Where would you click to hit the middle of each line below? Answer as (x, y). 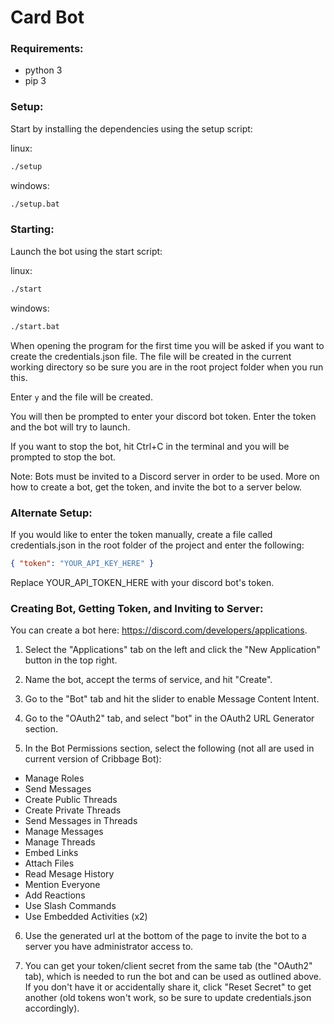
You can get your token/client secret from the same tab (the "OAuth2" (168, 966)
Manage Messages (64, 832)
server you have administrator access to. (109, 947)
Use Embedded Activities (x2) (86, 917)
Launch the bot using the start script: (86, 251)
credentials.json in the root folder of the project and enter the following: (157, 545)
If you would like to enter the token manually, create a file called (141, 534)
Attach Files (49, 863)
